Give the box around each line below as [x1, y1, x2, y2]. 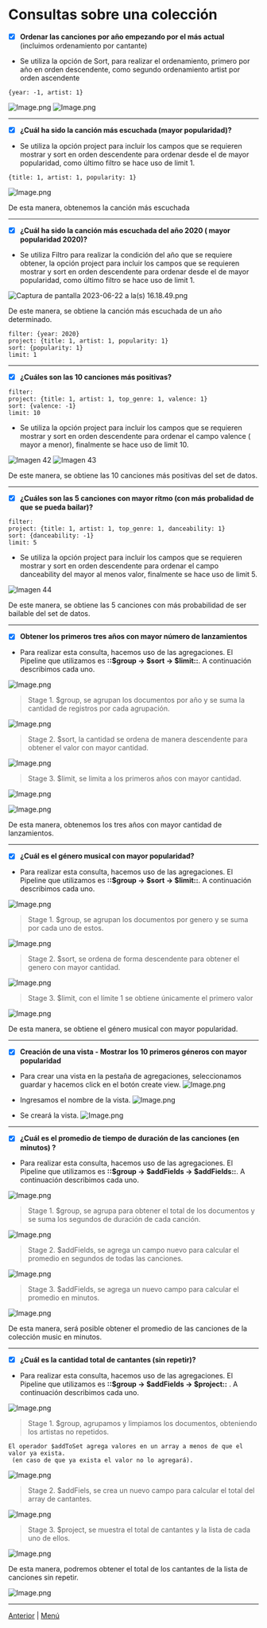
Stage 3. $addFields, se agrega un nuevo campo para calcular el [27, 1284, 240, 1293]
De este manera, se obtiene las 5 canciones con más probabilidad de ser [8, 600, 247, 610]
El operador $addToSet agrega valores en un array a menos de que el [8, 1442, 244, 1450]
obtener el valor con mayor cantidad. [27, 743, 149, 753]
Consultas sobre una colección [8, 6, 218, 24]
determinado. [8, 315, 52, 324]
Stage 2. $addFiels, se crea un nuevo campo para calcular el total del [27, 1485, 255, 1495]
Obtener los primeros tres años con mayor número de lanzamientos [19, 632, 248, 642]
